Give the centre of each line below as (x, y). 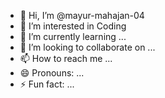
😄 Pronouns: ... (52, 73)
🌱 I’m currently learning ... (73, 36)
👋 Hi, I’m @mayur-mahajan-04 (82, 15)
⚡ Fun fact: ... (47, 84)
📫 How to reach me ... (66, 58)
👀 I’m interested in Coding (73, 26)
